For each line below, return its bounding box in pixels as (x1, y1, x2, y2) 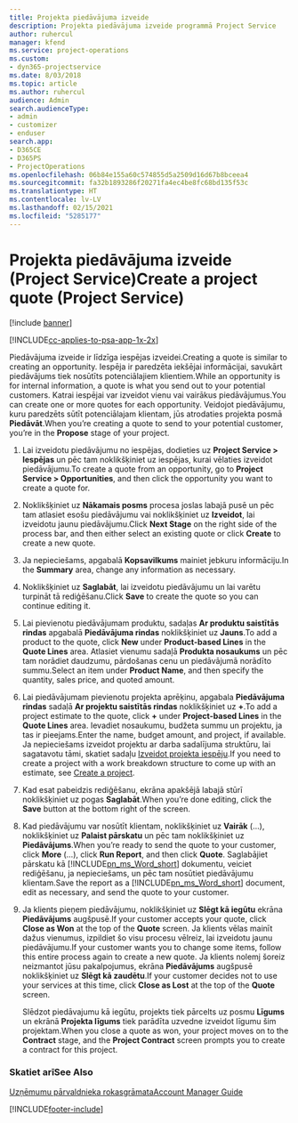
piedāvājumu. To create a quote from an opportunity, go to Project (21, 464, 264, 474)
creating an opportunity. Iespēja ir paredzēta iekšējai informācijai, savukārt (9, 361, 283, 372)
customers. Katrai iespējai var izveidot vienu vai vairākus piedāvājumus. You (9, 389, 286, 400)
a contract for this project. (21, 1044, 118, 1054)
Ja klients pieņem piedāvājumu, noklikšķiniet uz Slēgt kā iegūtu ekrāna (21, 904, 283, 915)
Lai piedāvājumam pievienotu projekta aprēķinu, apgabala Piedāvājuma (21, 691, 285, 702)
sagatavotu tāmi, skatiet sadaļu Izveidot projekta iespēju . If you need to (21, 748, 281, 759)
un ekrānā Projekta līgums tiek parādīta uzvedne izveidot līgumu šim (21, 1015, 277, 1026)
